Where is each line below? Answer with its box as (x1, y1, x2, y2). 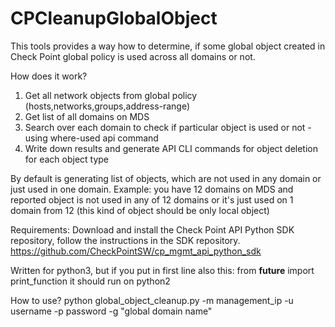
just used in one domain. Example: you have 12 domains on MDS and (10, 183, 294, 195)
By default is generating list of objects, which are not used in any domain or (10, 172, 322, 184)
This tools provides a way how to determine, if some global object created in (10, 40, 326, 52)
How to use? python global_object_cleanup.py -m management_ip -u (10, 294, 294, 306)
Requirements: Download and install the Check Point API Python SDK (10, 223, 295, 236)
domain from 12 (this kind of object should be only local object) (10, 204, 270, 216)
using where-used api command (24, 132, 159, 144)
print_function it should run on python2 (10, 275, 171, 287)
